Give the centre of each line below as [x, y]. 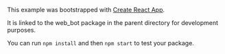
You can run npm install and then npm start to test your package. [100, 43]
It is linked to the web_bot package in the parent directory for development [113, 23]
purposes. [22, 30]
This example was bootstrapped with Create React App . [86, 10]
